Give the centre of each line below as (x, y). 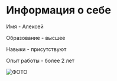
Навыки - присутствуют (36, 49)
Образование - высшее (36, 38)
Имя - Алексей (25, 26)
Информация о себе (58, 10)
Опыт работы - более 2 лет (40, 60)
